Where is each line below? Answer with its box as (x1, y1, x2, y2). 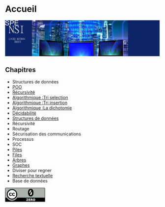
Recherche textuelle (12, 173, 53, 179)
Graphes (12, 162, 30, 168)
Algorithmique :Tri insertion (12, 100, 68, 105)
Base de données (12, 178, 48, 183)
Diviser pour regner (12, 167, 52, 173)
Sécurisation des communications (12, 131, 81, 137)
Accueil (5, 3, 37, 15)
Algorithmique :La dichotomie (12, 104, 72, 111)
